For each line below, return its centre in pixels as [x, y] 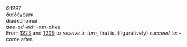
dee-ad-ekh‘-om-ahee [33, 27]
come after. [20, 39]
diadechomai [22, 21]
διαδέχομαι [20, 15]
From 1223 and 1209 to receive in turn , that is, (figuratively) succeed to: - [94, 33]
